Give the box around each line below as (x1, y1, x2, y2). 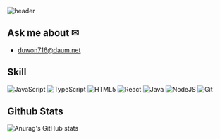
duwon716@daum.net (17, 46, 81, 54)
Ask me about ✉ (7, 27, 80, 39)
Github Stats (7, 106, 63, 118)
